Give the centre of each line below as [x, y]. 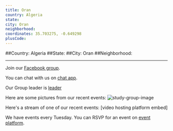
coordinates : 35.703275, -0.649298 [44, 34]
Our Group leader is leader [33, 88]
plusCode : [16, 39]
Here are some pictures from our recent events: [56, 97]
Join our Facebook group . [33, 68]
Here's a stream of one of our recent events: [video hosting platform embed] [86, 107]
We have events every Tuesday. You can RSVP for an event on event [78, 117]
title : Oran [18, 10]
